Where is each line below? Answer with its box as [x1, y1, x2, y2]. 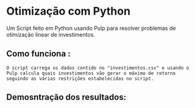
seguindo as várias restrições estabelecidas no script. [6, 75, 154, 82]
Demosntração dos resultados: [6, 92, 127, 103]
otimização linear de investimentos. [6, 31, 96, 38]
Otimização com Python [6, 4, 131, 18]
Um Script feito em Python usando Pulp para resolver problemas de [6, 24, 176, 32]
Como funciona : [6, 49, 71, 59]
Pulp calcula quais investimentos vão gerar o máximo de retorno [6, 70, 175, 76]
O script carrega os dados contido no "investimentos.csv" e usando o [6, 65, 190, 71]
